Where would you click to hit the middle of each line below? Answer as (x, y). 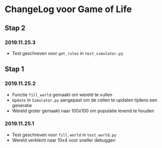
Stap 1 (15, 69)
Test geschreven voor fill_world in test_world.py (64, 134)
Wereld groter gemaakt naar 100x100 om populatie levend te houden (83, 111)
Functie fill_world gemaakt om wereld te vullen (62, 94)
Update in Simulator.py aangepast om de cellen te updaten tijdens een (85, 100)
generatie (22, 105)
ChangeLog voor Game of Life (68, 9)
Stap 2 (15, 28)
